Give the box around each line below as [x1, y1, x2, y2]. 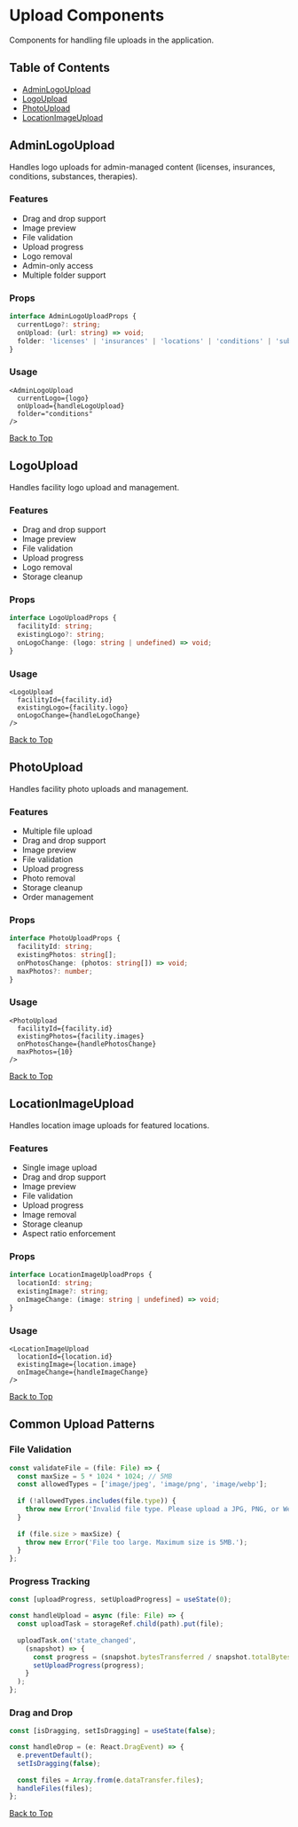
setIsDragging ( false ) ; [17, 1759, 101, 1768]
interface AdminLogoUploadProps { [9, 312, 137, 321]
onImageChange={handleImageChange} [17, 1368, 149, 1376]
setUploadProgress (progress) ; [32, 1660, 145, 1670]
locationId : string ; [17, 1279, 93, 1288]
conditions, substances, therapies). [9, 170, 138, 182]
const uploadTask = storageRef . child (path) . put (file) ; [17, 1619, 224, 1628]
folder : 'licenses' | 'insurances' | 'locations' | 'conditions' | [17, 336, 272, 346]
